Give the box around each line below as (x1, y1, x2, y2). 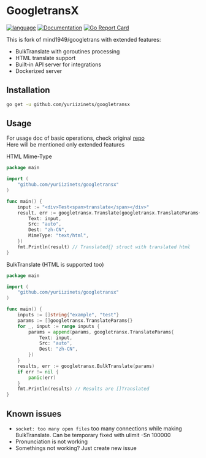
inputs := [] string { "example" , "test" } (17, 312, 120, 318)
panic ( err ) (28, 375, 56, 381)
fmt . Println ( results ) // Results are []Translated (17, 386, 150, 392)
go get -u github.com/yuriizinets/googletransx (6, 101, 131, 107)
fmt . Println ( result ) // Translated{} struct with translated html (17, 243, 191, 250)
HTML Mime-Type (6, 153, 52, 160)
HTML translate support (15, 54, 76, 61)
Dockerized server (15, 67, 63, 74)
